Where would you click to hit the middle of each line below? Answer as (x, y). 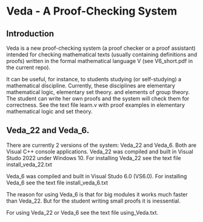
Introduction (30, 34)
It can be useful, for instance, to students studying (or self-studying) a (94, 79)
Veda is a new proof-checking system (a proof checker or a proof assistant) (101, 48)
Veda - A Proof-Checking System (92, 11)
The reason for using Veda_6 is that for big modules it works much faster (97, 194)
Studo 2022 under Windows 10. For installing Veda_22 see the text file (94, 158)
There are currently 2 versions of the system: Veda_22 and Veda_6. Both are (101, 145)
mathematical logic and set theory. (49, 111)
